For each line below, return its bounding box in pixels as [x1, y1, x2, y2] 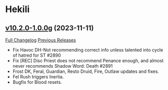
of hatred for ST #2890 [12, 52, 61, 58]
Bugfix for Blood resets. [12, 79, 62, 85]
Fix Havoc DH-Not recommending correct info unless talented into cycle [12, 47, 163, 53]
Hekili [5, 4, 30, 15]
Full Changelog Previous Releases [5, 37, 76, 43]
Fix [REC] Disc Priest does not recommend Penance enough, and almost [12, 58, 164, 64]
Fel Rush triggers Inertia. [12, 74, 64, 79]
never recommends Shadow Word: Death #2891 [12, 63, 113, 69]
